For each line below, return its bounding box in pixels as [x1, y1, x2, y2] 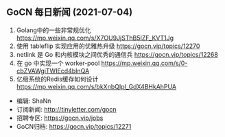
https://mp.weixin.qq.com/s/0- [101, 59, 188, 67]
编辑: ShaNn [16, 97, 51, 105]
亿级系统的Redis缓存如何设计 [16, 75, 99, 83]
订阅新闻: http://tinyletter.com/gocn [16, 105, 117, 113]
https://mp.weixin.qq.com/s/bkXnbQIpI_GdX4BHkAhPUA [16, 82, 176, 90]
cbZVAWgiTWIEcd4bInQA [16, 66, 90, 75]
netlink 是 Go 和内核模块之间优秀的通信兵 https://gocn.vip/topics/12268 [16, 50, 219, 58]
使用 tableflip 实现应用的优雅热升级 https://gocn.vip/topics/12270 [16, 42, 200, 50]
